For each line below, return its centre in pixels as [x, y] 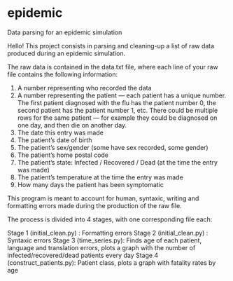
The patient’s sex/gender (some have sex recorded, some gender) [113, 147]
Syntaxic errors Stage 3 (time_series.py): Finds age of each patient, [104, 240]
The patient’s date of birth [55, 140]
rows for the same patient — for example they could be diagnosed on [117, 118]
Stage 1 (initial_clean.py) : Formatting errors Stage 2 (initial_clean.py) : [108, 233]
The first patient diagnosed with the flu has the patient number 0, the [117, 102]
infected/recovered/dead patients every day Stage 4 [83, 255]
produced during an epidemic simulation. [66, 53]
